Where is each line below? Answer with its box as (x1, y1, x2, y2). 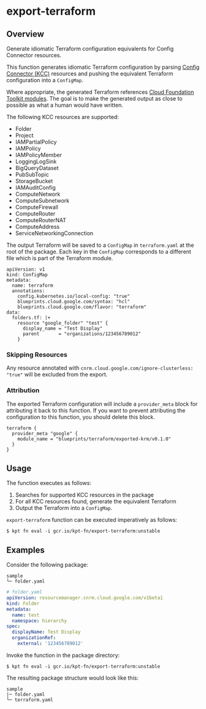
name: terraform (12, 282, 53, 289)
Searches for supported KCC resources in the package (15, 491, 154, 498)
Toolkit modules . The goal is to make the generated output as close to (6, 95, 183, 102)
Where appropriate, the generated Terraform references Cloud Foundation (6, 88, 194, 96)
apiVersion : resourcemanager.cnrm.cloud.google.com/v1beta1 (6, 595, 164, 601)
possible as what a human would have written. (6, 101, 124, 109)
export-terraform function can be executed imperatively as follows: (6, 516, 178, 524)
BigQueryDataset (15, 165, 59, 171)
